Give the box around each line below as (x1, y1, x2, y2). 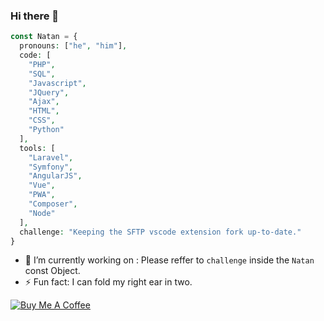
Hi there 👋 (10, 9, 60, 23)
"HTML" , (28, 106, 60, 116)
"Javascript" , (28, 78, 87, 88)
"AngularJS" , (28, 171, 83, 181)
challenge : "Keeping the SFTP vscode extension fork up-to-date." (19, 227, 302, 237)
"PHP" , (28, 59, 56, 69)
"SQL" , (28, 69, 56, 79)
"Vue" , (28, 180, 56, 191)
